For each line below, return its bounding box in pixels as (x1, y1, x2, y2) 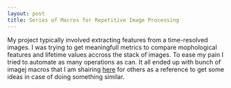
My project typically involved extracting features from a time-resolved (7, 35, 208, 44)
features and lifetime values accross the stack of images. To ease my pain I (7, 50, 224, 59)
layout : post (7, 10, 45, 17)
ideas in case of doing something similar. (7, 72, 125, 80)
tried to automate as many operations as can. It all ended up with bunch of (7, 58, 221, 66)
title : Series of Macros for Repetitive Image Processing (7, 17, 179, 24)
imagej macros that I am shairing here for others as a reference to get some (7, 65, 225, 73)
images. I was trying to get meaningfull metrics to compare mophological (7, 43, 218, 51)
